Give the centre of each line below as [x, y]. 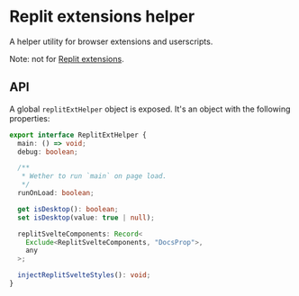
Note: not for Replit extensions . [67, 58]
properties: [30, 118]
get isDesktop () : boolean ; [68, 209]
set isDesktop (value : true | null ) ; [86, 218]
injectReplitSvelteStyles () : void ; [84, 275]
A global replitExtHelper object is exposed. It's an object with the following [150, 109]
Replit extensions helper [102, 17]
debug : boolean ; [48, 152]
